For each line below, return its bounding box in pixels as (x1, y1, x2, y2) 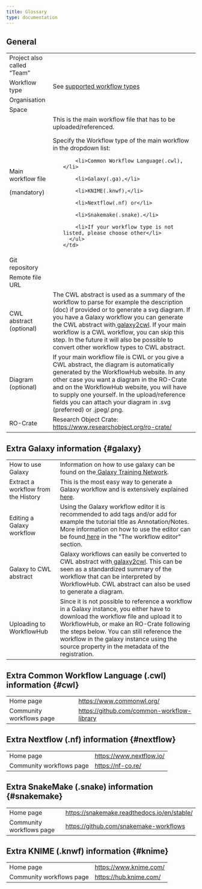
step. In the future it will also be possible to (52, 336, 173, 344)
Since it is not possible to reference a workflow (60, 597, 192, 606)
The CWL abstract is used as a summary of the (52, 291, 185, 299)
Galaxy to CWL (9, 565, 52, 573)
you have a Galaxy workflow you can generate (52, 313, 183, 322)
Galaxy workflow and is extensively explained (60, 485, 189, 494)
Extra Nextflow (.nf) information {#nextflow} (6, 734, 176, 745)
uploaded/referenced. (52, 123, 115, 131)
